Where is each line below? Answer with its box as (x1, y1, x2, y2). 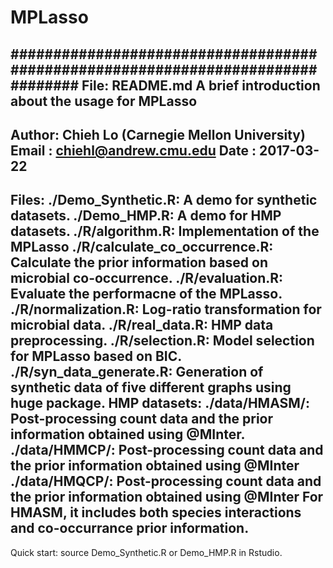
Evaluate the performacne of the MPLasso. (10, 286, 283, 303)
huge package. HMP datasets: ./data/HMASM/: (10, 395, 311, 412)
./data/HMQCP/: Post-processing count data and (10, 473, 322, 490)
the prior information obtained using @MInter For (10, 489, 324, 506)
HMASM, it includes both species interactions (10, 504, 302, 521)
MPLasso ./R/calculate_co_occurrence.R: (10, 239, 274, 256)
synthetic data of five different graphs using (10, 379, 292, 396)
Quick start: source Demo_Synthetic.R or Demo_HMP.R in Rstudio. (10, 546, 283, 558)
